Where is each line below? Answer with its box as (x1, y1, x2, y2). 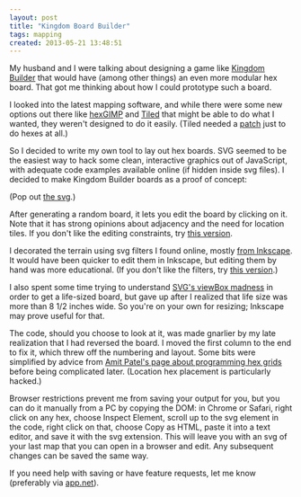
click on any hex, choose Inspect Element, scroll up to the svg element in (9, 413, 279, 423)
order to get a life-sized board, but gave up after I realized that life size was (9, 291, 288, 302)
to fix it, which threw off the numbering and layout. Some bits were (9, 347, 256, 358)
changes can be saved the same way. (9, 450, 149, 461)
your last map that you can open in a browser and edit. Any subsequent (9, 441, 274, 452)
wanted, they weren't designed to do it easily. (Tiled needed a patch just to (9, 119, 286, 129)
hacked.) (9, 376, 42, 386)
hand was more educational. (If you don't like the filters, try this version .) (9, 264, 279, 275)
